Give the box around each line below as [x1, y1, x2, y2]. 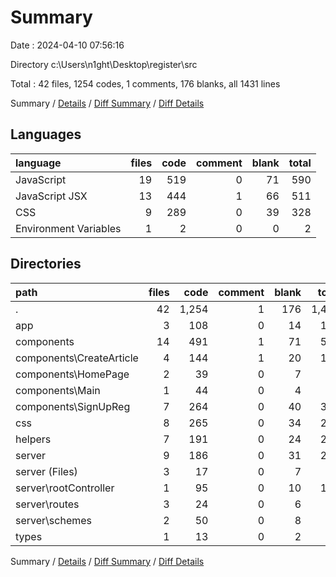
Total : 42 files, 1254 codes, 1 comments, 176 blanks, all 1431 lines [10, 77, 281, 90]
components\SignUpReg [15, 399, 131, 413]
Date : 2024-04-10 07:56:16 [10, 39, 125, 51]
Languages [10, 126, 82, 143]
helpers [15, 432, 52, 446]
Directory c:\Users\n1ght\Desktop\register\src [10, 58, 198, 70]
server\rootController [15, 481, 115, 495]
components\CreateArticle [15, 351, 139, 365]
